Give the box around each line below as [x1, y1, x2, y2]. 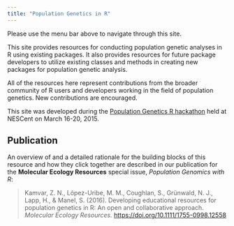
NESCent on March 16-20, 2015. [7, 114, 99, 123]
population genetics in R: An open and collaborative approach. [24, 204, 204, 212]
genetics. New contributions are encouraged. [7, 93, 138, 102]
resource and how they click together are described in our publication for [7, 160, 218, 169]
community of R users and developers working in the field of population [7, 86, 214, 94]
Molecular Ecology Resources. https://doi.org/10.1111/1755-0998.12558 [24, 211, 227, 220]
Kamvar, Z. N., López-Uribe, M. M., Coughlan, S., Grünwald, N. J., [24, 189, 213, 197]
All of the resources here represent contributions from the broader [7, 78, 198, 87]
